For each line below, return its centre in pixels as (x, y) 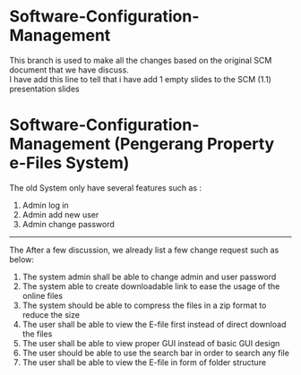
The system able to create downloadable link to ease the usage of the (151, 286)
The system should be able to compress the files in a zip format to (144, 305)
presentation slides (44, 89)
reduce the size (51, 314)
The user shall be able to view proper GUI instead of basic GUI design (151, 343)
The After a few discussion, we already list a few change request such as (144, 250)
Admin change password (68, 224)
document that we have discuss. (69, 70)
